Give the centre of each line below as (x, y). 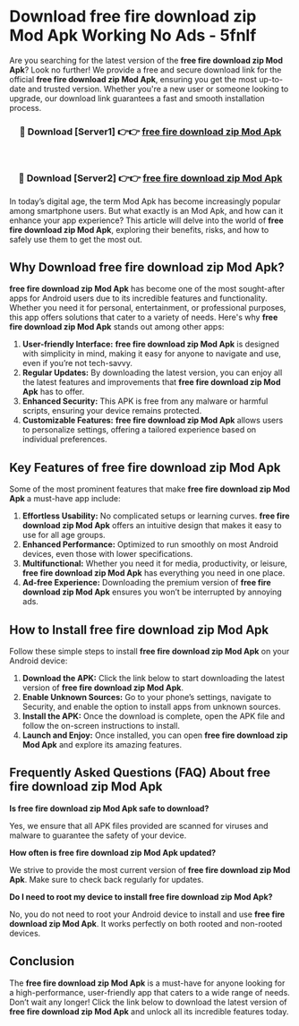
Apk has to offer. (53, 392)
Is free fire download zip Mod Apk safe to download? (109, 808)
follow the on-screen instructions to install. (101, 725)
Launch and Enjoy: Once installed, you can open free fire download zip (155, 735)
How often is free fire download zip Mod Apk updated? (113, 852)
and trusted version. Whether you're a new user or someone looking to (158, 89)
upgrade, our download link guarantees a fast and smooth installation (137, 98)
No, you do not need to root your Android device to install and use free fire (147, 914)
